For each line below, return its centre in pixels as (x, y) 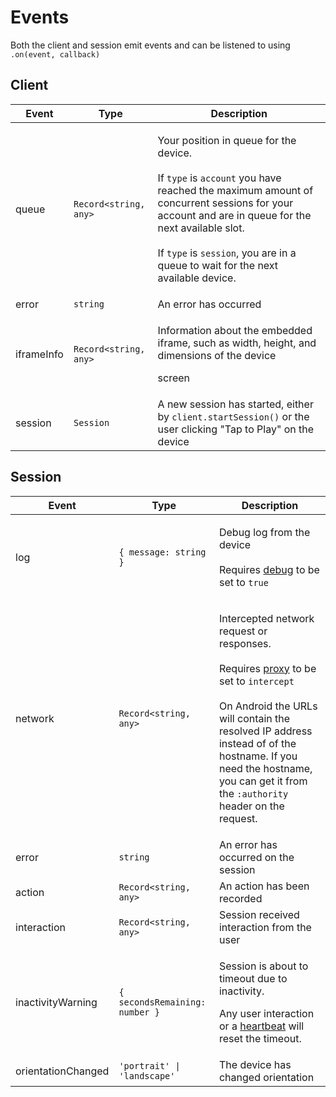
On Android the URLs (268, 706)
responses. (245, 643)
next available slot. (201, 228)
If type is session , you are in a (227, 253)
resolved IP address (265, 731)
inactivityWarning (56, 1002)
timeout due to (253, 978)
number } (139, 1012)
